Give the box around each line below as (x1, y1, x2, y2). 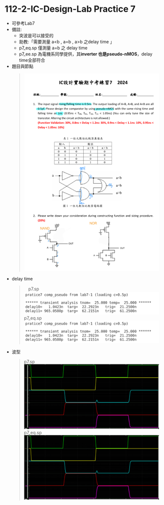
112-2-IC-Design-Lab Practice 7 (4, 3, 136, 15)
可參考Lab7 (11, 20, 35, 26)
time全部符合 (19, 57, 45, 63)
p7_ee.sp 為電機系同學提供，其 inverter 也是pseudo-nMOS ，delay (19, 51, 153, 57)
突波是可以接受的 (19, 32, 54, 38)
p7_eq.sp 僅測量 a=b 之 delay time (19, 45, 88, 51)
